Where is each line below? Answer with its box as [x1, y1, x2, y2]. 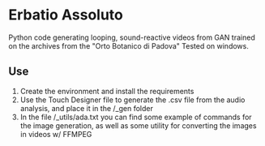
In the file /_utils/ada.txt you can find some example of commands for [19, 112, 253, 122]
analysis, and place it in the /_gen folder [19, 103, 154, 113]
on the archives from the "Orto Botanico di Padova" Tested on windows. [8, 41, 249, 50]
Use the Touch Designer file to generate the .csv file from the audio [19, 95, 246, 105]
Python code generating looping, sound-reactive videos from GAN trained [8, 32, 255, 42]
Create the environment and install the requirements [19, 86, 194, 96]
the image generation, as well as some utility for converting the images [19, 120, 257, 131]
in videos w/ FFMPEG [19, 129, 92, 139]
